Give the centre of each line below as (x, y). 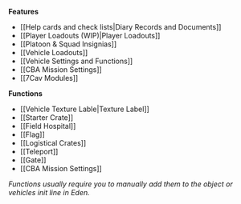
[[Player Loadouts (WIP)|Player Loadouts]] (90, 36)
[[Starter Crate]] (47, 118)
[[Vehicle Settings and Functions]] (76, 61)
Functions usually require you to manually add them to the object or (120, 184)
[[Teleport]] (39, 152)
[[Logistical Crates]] (53, 143)
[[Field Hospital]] (48, 126)
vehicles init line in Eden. (49, 192)
